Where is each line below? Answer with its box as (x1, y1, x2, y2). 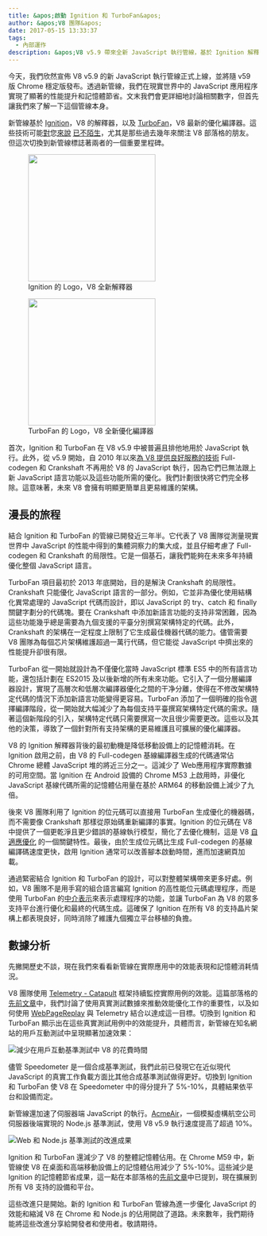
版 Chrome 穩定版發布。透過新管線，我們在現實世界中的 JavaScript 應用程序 (8, 81, 258, 91)
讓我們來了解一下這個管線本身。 (8, 101, 113, 110)
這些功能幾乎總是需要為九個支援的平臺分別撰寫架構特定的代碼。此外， (8, 617, 238, 626)
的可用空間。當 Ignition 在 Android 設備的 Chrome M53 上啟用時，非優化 (8, 770, 246, 780)
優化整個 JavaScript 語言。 (8, 560, 97, 570)
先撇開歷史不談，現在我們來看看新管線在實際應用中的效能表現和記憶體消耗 (8, 961, 252, 971)
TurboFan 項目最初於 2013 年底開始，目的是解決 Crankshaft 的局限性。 (8, 577, 241, 587)
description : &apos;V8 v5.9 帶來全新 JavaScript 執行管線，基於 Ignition (8, 48, 245, 56)
